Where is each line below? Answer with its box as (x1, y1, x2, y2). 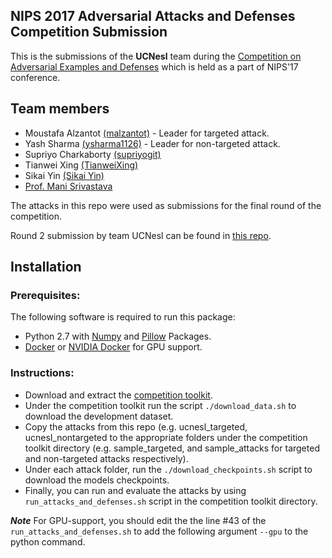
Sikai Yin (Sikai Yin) (24, 169, 105, 181)
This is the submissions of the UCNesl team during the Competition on (10, 50, 302, 62)
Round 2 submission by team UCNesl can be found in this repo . (10, 229, 272, 241)
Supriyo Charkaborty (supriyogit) (24, 148, 162, 160)
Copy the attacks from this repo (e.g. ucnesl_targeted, (24, 420, 248, 433)
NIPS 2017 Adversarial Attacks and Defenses (10, 8, 296, 25)
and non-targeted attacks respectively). (24, 452, 189, 464)
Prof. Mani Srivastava (24, 180, 113, 192)
